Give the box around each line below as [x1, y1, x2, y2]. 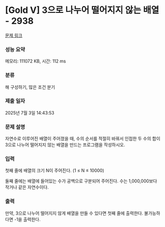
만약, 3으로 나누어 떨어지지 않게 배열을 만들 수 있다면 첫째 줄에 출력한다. [5, 210, 143, 216]
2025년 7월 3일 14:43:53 [5, 110, 54, 115]
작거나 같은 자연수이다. [5, 184, 49, 190]
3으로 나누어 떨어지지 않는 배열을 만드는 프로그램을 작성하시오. [5, 142, 125, 148]
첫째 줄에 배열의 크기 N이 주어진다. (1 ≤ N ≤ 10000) [5, 168, 105, 173]
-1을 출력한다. [14, 216, 41, 222]
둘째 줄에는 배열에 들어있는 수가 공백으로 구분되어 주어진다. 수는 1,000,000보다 [5, 178, 157, 184]
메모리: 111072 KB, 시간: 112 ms [5, 58, 66, 64]
